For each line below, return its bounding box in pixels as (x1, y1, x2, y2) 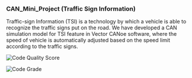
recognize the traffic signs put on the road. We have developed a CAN (6, 24, 178, 31)
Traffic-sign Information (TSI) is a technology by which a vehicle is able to (6, 18, 187, 25)
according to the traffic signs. (6, 43, 78, 50)
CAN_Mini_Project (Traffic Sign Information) (6, 5, 136, 13)
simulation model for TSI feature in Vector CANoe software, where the (6, 30, 177, 38)
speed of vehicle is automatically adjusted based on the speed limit (6, 37, 171, 44)
